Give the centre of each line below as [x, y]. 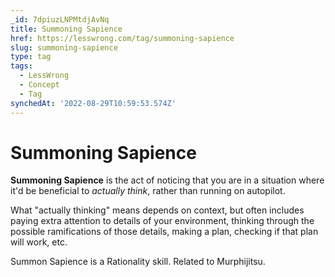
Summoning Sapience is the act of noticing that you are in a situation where [167, 180]
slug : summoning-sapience [64, 47]
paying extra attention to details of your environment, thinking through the [162, 221]
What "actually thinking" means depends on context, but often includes [157, 210]
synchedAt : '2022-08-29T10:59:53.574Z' [93, 103]
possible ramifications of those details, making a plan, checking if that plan [164, 232]
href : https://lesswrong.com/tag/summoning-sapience [122, 38]
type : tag [31, 57]
